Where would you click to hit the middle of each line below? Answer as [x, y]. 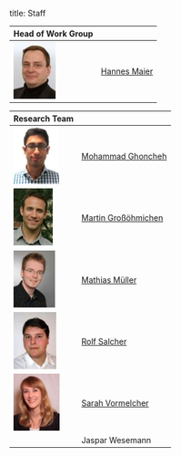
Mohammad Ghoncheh [124, 156]
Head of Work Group [53, 33]
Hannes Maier [127, 71]
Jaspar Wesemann [116, 441]
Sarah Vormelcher [115, 403]
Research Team [44, 119]
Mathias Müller [109, 280]
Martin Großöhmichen [122, 218]
